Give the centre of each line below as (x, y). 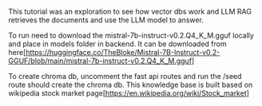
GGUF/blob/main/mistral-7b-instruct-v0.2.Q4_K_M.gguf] (101, 61)
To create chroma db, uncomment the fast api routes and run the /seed (125, 76)
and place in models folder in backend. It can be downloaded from (117, 44)
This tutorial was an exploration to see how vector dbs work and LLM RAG (130, 12)
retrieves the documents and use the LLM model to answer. (106, 20)
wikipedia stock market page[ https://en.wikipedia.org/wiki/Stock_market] (129, 93)
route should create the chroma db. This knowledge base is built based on (131, 84)
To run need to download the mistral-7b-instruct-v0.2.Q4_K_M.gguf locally (131, 35)
